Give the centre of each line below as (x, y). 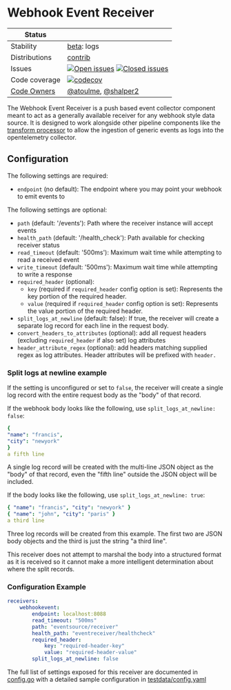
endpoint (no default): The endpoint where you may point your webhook (119, 189)
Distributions (31, 57)
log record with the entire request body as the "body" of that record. (104, 395)
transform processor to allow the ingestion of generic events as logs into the (115, 130)
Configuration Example (47, 587)
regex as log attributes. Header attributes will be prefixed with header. (117, 355)
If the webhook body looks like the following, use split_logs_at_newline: (111, 409)
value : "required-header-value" (90, 653)
